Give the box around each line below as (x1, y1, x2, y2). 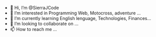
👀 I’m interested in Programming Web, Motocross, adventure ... (10, 10, 141, 16)
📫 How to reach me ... (10, 26, 57, 32)
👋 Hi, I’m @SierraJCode (10, 5, 60, 10)
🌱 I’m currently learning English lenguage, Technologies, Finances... (10, 15, 151, 21)
